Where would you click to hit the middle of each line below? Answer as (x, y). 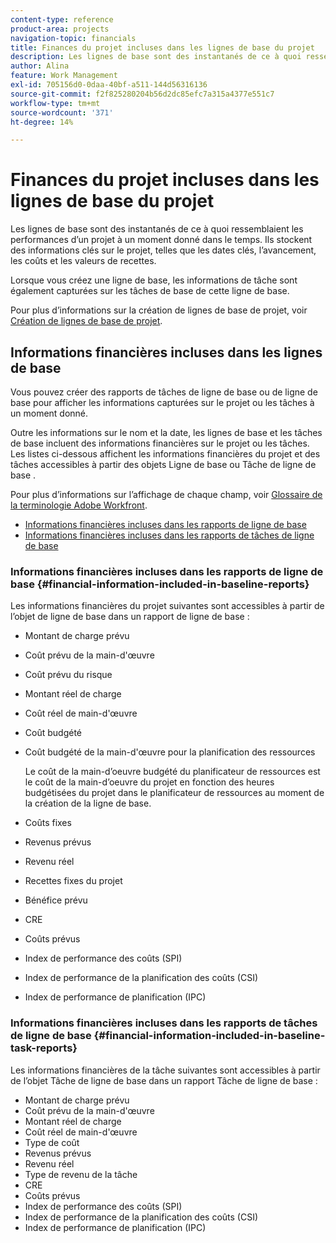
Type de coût (52, 1142)
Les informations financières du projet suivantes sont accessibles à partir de (167, 606)
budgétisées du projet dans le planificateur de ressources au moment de (174, 793)
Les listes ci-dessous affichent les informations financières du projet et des (165, 454)
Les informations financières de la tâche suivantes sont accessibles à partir (165, 1070)
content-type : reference (62, 19)
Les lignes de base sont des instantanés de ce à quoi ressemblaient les (157, 229)
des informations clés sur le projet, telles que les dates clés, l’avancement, (163, 250)
